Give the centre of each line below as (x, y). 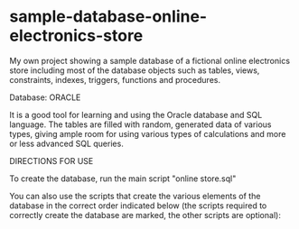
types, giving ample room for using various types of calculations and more (148, 133)
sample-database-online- (108, 17)
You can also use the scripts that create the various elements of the (135, 196)
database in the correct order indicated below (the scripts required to (138, 206)
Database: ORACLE (45, 97)
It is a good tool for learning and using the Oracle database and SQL (136, 114)
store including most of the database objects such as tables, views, (135, 70)
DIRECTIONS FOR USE (51, 160)
